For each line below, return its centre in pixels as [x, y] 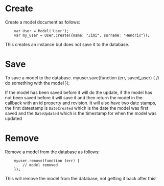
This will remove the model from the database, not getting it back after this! [81, 178]
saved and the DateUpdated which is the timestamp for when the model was [81, 113]
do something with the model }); [37, 83]
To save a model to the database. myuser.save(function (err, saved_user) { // [82, 78]
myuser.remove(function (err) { [47, 161]
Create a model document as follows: [43, 22]
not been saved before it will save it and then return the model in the [74, 97]
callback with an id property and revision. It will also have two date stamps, [81, 103]
